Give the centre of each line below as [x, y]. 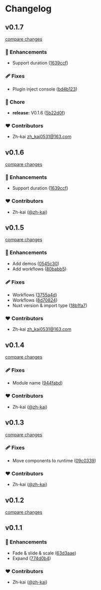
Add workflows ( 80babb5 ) [39, 269]
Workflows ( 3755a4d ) [35, 295]
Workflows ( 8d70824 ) [35, 300]
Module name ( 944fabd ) [38, 383]
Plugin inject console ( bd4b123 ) [45, 89]
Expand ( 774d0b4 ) [32, 558]
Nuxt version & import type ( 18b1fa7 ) [50, 305]
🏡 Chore [15, 102]
